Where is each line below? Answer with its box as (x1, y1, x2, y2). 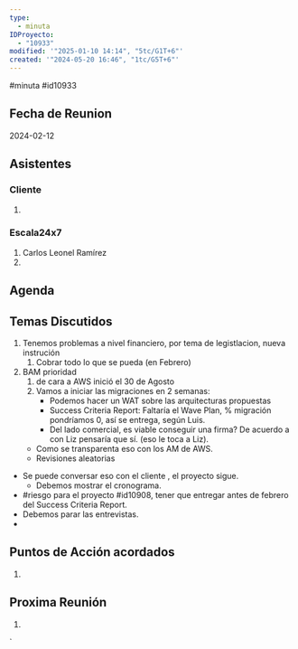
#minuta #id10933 (9, 80, 77, 90)
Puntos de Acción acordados (9, 544, 175, 560)
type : (9, 13, 30, 23)
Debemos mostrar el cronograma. (35, 480, 163, 491)
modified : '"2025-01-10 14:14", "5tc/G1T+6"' (9, 47, 183, 56)
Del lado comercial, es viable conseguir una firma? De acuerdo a (49, 424, 290, 435)
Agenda (9, 283, 55, 298)
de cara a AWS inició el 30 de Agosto (35, 376, 174, 387)
